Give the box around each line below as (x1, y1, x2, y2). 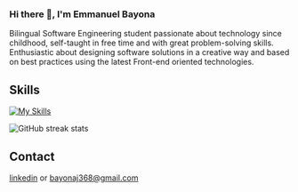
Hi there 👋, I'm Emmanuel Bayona (9, 8, 156, 20)
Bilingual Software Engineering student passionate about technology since (9, 28, 282, 39)
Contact (9, 148, 55, 164)
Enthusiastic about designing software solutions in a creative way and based (9, 47, 290, 58)
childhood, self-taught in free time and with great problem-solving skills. (9, 37, 274, 48)
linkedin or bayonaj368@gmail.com (9, 172, 139, 183)
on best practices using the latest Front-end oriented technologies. (9, 57, 254, 68)
